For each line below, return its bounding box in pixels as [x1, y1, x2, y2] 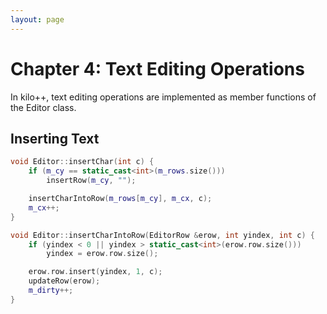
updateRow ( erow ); [28, 276, 101, 286]
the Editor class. [10, 101, 77, 113]
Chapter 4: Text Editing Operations [10, 57, 305, 80]
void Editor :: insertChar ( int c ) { [10, 157, 155, 167]
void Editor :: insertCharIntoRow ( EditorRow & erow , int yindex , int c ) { [10, 230, 315, 240]
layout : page [10, 14, 65, 25]
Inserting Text [10, 130, 100, 147]
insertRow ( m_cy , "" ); [46, 176, 137, 186]
